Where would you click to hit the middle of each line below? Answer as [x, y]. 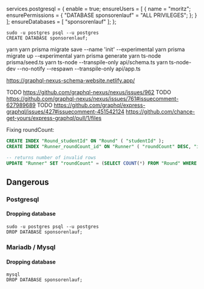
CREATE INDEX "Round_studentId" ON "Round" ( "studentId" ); [85, 141]
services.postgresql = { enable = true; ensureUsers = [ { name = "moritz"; [99, 9]
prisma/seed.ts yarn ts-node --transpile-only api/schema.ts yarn [87, 62]
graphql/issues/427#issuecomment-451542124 [65, 111]
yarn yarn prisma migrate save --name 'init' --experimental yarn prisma [96, 49]
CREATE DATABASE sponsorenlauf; [47, 38]
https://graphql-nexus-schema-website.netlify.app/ [71, 80]
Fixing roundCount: [30, 130]
